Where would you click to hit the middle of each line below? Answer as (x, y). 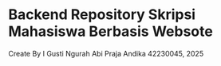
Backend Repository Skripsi (102, 15)
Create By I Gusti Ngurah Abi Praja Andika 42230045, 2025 (106, 53)
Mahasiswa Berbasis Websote (110, 31)
